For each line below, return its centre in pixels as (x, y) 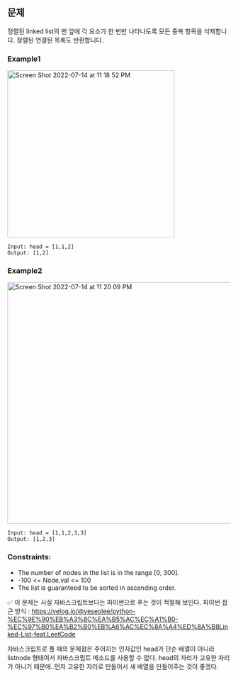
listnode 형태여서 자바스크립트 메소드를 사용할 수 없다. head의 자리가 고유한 (112, 657)
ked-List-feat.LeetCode (41, 634)
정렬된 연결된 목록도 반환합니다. (60, 40)
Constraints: (29, 557)
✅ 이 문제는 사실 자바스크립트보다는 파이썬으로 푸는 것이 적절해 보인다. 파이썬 (114, 602)
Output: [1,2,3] (31, 539)
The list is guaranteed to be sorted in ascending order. (97, 588)
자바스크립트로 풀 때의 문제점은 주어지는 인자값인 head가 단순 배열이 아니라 (111, 649)
